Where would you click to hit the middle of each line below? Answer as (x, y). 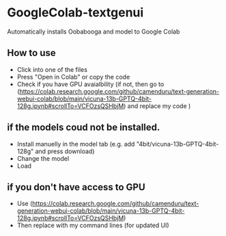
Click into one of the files (52, 69)
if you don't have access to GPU (76, 187)
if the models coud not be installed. (84, 128)
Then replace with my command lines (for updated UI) (93, 225)
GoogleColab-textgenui (75, 13)
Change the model (43, 158)
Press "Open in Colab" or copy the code (73, 77)
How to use (31, 53)
